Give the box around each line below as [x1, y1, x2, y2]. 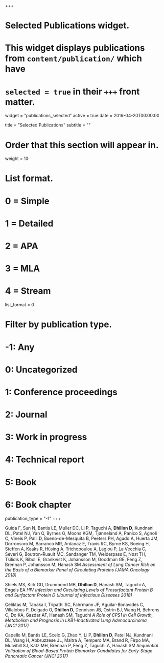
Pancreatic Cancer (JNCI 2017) [5, 653, 69, 659]
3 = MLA [5, 263, 40, 274]
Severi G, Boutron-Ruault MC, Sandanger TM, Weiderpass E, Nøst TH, [5, 551, 147, 557]
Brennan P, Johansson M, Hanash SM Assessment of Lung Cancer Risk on [5, 562, 156, 568]
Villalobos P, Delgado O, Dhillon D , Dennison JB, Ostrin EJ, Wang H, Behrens [5, 606, 160, 613]
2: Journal [5, 409, 47, 420]
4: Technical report [5, 454, 85, 465]
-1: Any [5, 342, 35, 352]
